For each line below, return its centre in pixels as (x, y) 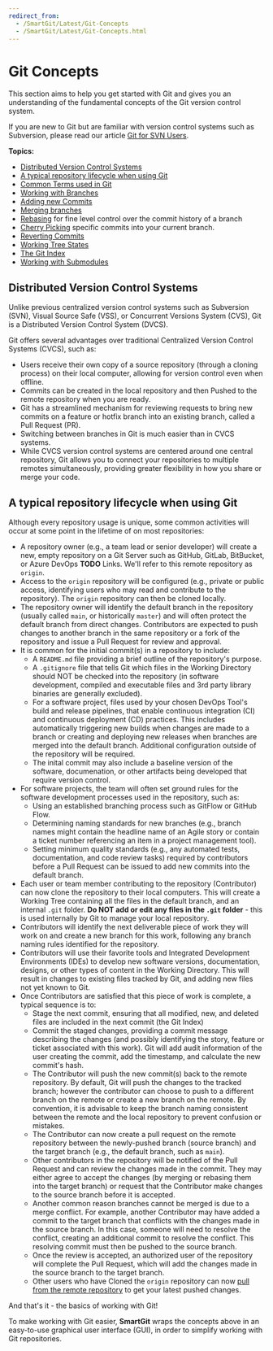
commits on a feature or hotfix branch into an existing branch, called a (138, 416)
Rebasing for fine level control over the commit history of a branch (131, 219)
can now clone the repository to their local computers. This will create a (140, 892)
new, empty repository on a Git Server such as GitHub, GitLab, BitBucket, (142, 555)
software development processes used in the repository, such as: (130, 797)
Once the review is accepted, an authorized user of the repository (143, 1255)
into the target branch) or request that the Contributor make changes (147, 1186)
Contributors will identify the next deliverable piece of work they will (134, 926)
